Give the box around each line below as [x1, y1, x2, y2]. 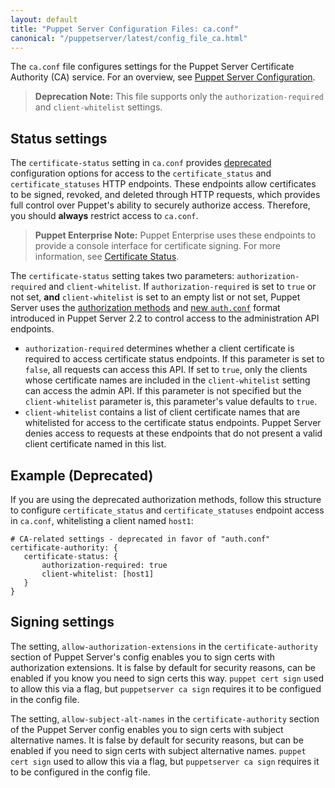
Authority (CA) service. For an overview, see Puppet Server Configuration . [10, 71, 316, 83]
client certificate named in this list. [24, 438, 167, 450]
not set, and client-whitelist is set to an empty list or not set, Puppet [10, 291, 301, 303]
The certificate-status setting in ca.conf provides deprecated [10, 157, 272, 169]
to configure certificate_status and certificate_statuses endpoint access [10, 504, 325, 516]
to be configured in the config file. [10, 766, 151, 778]
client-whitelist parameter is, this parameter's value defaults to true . [24, 396, 318, 408]
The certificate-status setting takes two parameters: [10, 270, 235, 282]
